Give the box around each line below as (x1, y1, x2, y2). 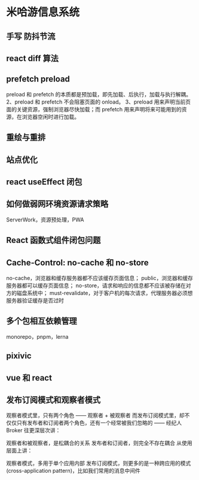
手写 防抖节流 (6, 31, 56, 41)
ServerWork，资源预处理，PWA (6, 216, 84, 223)
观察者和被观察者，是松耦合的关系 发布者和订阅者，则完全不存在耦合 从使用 (6, 439, 192, 446)
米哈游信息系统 (6, 5, 80, 19)
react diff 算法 (6, 53, 59, 63)
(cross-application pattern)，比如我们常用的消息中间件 (6, 467, 140, 475)
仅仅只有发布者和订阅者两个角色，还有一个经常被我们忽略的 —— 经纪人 (6, 420, 182, 427)
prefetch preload (6, 74, 71, 84)
